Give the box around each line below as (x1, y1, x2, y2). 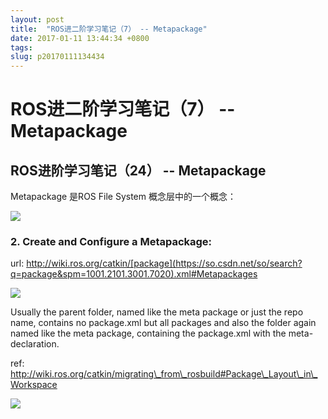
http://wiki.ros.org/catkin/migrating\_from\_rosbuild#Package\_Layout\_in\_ (10, 368, 318, 380)
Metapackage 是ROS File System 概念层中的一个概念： (10, 191, 237, 203)
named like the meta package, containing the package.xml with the (10, 327, 287, 340)
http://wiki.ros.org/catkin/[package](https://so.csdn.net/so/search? (26, 257, 303, 270)
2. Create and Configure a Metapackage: (10, 235, 213, 249)
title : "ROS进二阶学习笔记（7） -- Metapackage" (10, 24, 208, 34)
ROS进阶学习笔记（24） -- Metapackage (10, 162, 267, 179)
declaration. (10, 338, 60, 350)
